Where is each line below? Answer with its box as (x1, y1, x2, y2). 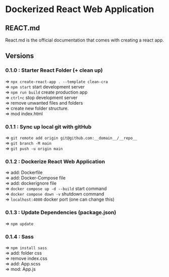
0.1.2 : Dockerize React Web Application (5, 158, 105, 165)
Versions (5, 52, 34, 60)
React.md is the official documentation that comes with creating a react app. (5, 37, 164, 43)
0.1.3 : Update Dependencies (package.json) (5, 209, 117, 216)
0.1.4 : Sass (5, 233, 34, 240)
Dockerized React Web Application (5, 4, 154, 15)
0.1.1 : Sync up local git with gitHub (5, 123, 92, 130)
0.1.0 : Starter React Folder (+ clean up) (5, 67, 103, 74)
